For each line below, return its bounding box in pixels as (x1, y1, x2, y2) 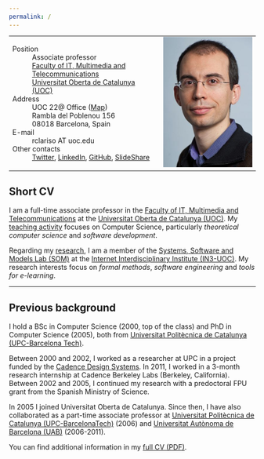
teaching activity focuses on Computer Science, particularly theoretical (9, 222, 239, 231)
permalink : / (9, 13, 52, 20)
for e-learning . (9, 271, 56, 280)
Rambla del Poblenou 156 (31, 111, 116, 120)
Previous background (9, 301, 117, 314)
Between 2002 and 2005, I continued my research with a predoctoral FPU (9, 379, 248, 388)
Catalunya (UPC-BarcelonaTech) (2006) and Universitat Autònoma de (9, 419, 234, 428)
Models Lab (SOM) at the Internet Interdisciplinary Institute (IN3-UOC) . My (9, 254, 249, 264)
